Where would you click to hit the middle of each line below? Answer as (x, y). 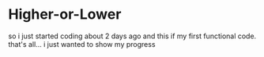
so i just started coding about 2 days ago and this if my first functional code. (132, 36)
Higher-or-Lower (65, 14)
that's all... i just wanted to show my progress (82, 44)
